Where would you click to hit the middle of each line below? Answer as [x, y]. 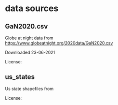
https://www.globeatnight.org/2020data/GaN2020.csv [59, 43]
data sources [32, 8]
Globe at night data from [29, 38]
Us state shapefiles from [29, 89]
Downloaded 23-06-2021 [30, 52]
